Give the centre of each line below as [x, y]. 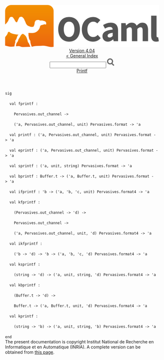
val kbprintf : [25, 285]
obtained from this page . [30, 352]
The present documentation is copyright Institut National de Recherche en [79, 342]
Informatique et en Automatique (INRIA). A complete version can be [73, 347]
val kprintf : [24, 317]
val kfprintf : [25, 202]
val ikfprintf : [26, 244]
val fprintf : [24, 104]
